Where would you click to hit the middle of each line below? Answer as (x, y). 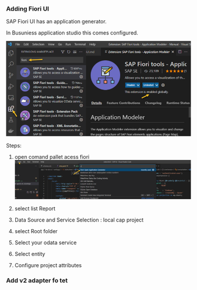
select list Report (35, 209)
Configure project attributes (48, 265)
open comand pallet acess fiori (52, 156)
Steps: (14, 145)
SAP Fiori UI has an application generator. (56, 22)
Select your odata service (46, 243)
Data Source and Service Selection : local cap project (79, 220)
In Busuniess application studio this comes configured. (72, 33)
